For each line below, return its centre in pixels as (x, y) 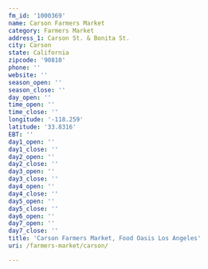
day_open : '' (30, 97)
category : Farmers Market (51, 30)
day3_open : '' (32, 172)
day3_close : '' (33, 179)
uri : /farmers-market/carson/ (59, 246)
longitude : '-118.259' (46, 120)
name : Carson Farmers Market (57, 23)
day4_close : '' (33, 194)
